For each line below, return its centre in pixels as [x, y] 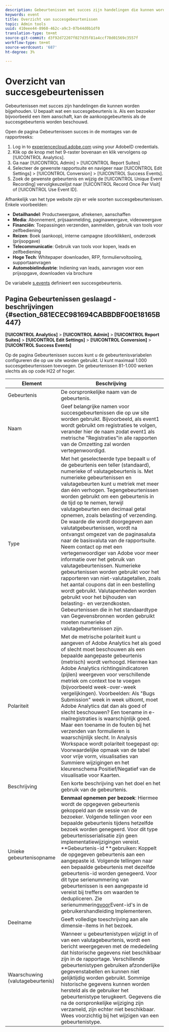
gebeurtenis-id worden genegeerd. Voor [109, 873]
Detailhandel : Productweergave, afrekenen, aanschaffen [71, 214]
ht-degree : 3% [20, 52]
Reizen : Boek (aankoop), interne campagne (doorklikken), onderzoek [84, 236]
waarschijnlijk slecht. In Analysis [99, 738]
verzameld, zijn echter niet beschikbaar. [108, 1009]
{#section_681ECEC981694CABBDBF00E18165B [83, 314]
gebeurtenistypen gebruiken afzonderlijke [110, 966]
